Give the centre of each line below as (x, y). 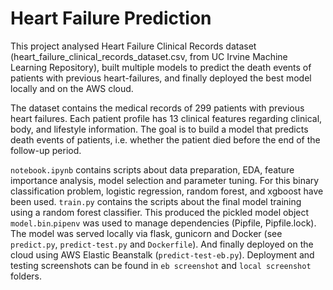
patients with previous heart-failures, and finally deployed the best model (161, 78)
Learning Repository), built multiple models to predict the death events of (161, 67)
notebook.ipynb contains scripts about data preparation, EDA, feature (152, 169)
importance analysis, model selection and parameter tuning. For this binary (165, 180)
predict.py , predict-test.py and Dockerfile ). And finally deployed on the (162, 244)
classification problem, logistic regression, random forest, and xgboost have (167, 191)
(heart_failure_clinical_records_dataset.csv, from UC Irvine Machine (149, 56)
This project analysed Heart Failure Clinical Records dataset (133, 46)
